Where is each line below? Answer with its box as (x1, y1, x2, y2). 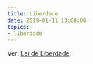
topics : (7, 23, 30, 30)
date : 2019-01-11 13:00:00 (7, 17, 87, 24)
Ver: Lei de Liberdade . (7, 49, 72, 58)
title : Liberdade (7, 10, 58, 18)
